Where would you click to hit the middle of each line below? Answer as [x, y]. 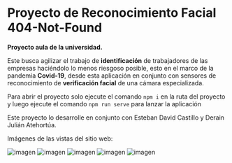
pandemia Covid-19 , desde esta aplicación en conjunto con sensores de [112, 76]
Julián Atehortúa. [32, 125]
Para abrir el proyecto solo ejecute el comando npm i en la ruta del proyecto [116, 97]
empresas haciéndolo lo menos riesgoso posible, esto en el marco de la [111, 68]
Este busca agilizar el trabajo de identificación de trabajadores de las [108, 60]
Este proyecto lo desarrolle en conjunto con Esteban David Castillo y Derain [116, 118]
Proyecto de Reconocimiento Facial [112, 13]
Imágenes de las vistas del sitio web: [60, 139]
